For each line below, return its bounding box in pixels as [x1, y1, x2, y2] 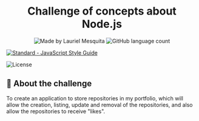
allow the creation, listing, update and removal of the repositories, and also [6, 101, 193, 108]
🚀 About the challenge [6, 78, 92, 89]
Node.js [81, 17, 123, 31]
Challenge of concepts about [27, 4, 177, 18]
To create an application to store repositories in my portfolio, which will [6, 94, 184, 102]
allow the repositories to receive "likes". [6, 108, 106, 115]
